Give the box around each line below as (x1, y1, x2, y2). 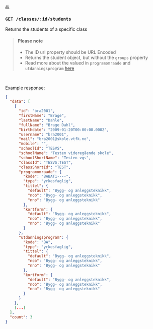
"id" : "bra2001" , (18, 108, 55, 114)
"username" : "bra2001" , (18, 132, 69, 137)
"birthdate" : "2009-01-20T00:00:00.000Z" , (18, 127, 109, 132)
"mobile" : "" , (18, 141, 49, 147)
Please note (17, 38, 43, 44)
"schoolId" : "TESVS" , (18, 146, 64, 151)
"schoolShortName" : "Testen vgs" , (18, 155, 92, 160)
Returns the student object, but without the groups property (25, 54, 148, 60)
